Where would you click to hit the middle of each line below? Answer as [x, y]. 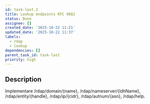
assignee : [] [18, 23]
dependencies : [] [23, 50]
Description [23, 79]
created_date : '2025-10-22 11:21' [40, 28]
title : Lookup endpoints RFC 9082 [40, 14]
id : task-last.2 [21, 10]
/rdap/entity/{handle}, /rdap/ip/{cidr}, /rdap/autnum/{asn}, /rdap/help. [75, 96]
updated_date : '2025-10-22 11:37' [40, 32]
